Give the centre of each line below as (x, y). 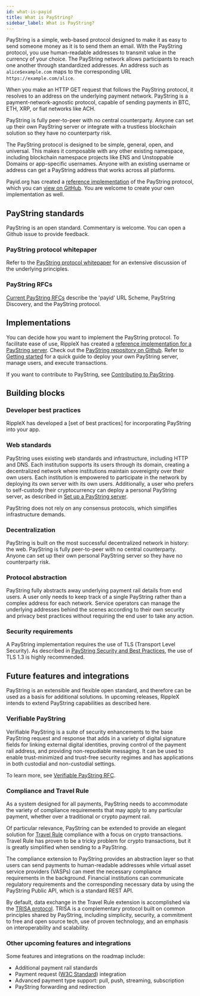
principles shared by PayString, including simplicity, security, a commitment (99, 915)
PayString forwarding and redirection (60, 987)
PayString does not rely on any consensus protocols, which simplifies (92, 508)
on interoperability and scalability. (48, 927)
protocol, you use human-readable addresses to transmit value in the (91, 53)
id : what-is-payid (29, 12)
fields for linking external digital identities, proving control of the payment (96, 744)
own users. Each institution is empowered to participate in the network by (97, 477)
